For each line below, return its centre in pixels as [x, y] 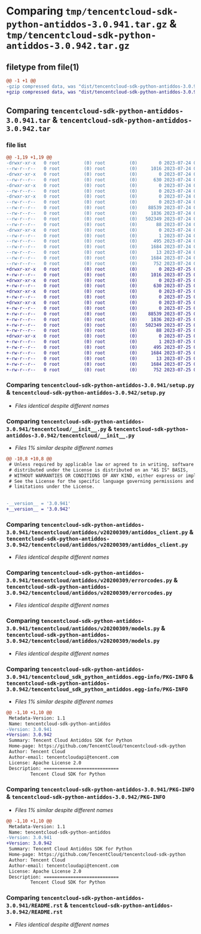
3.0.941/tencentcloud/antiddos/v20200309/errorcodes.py [89, 581]
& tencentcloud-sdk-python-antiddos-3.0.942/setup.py [86, 393]
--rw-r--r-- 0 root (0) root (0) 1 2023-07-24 [99, 235]
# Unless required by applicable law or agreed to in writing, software [101, 464]
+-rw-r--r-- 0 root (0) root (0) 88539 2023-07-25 [99, 314]
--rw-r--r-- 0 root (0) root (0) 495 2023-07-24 [99, 241]
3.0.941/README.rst [34, 906]
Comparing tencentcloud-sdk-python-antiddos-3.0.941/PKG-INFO [100, 789]
